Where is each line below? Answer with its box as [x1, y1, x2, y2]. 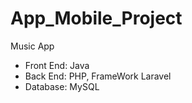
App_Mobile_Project [10, 7, 183, 30]
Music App [10, 40, 55, 52]
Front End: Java [24, 59, 90, 71]
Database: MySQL [24, 80, 100, 92]
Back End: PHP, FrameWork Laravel [24, 70, 172, 82]
